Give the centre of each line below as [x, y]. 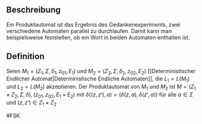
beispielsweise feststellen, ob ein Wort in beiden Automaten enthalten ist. [98, 37]
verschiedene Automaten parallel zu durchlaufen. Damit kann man [89, 31]
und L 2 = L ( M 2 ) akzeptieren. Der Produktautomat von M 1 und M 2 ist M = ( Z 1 [101, 87]
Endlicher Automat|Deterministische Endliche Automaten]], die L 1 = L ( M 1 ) [98, 80]
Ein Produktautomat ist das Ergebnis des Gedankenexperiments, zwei [93, 24]
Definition [25, 57]
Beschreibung [33, 10]
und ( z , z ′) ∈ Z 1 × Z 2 [31, 103]
